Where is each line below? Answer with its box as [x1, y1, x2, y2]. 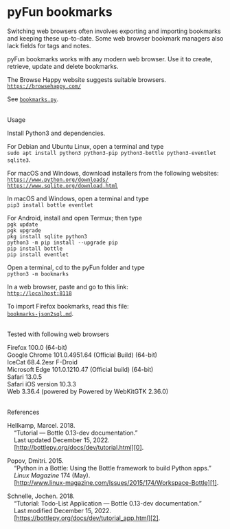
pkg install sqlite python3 [7, 233, 88, 240]
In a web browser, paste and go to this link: [7, 282, 128, 291]
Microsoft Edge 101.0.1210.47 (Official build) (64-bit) [7, 365, 154, 373]
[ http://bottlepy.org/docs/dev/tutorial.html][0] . [13, 443, 144, 451]
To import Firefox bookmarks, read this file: [7, 302, 129, 310]
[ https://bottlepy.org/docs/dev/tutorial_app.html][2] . [13, 514, 161, 522]
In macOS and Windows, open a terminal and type [7, 194, 149, 203]
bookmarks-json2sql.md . [7, 309, 74, 318]
